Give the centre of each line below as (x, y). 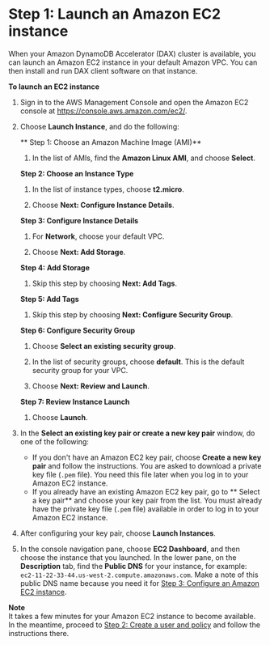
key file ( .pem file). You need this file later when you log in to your (140, 474)
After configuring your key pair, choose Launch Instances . (118, 533)
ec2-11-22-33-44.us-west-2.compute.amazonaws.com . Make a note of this (139, 575)
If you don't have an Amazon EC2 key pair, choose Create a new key (147, 457)
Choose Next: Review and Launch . (91, 386)
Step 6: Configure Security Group (78, 330)
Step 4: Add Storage (55, 267)
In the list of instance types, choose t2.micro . (108, 189)
